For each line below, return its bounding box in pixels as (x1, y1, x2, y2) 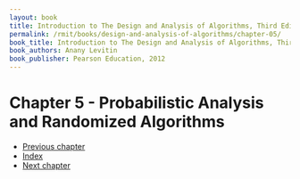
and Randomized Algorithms (9, 112, 225, 132)
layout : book (9, 12, 58, 22)
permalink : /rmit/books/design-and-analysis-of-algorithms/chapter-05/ (9, 29, 281, 38)
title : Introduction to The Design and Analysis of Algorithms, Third (9, 21, 278, 30)
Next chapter (21, 159, 71, 170)
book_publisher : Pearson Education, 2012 (9, 54, 166, 63)
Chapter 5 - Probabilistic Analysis (9, 93, 265, 113)
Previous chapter (21, 141, 86, 151)
